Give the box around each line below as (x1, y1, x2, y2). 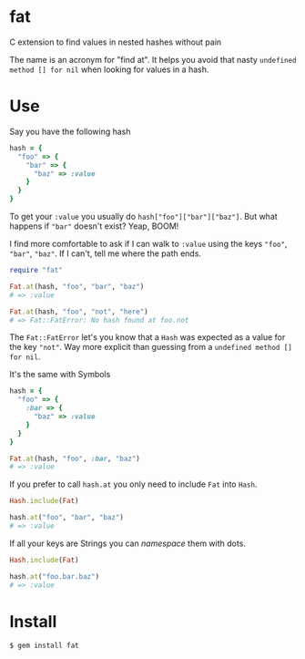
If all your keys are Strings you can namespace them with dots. (9, 538, 246, 549)
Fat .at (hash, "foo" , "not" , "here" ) (9, 307, 148, 316)
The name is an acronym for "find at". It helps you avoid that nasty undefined (9, 54, 297, 65)
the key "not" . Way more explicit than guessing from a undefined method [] (9, 342, 293, 353)
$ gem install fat (9, 641, 79, 651)
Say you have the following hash (9, 126, 131, 137)
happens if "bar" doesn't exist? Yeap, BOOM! (9, 221, 179, 232)
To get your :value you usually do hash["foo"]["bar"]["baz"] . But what (9, 211, 278, 221)
